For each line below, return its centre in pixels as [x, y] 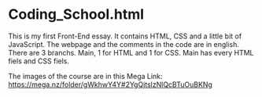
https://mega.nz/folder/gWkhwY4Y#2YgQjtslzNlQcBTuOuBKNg [110, 84]
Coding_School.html [76, 14]
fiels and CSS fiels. [39, 61]
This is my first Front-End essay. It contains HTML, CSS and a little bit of [125, 36]
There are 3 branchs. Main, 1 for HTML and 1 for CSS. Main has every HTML [131, 52]
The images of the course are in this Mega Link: [85, 76]
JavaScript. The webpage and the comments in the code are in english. [124, 44]
